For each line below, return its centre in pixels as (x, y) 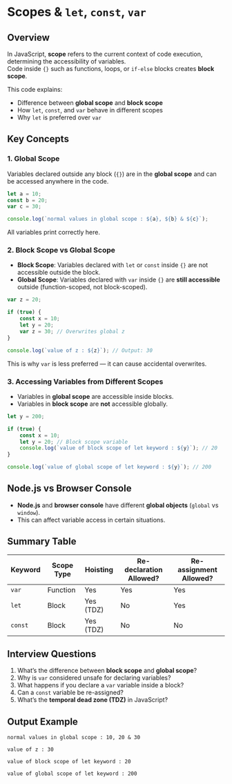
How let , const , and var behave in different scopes (90, 110)
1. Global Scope (33, 159)
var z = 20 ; (24, 300)
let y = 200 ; (26, 416)
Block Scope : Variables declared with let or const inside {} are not (113, 265)
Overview (29, 38)
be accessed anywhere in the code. (58, 181)
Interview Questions (52, 654)
